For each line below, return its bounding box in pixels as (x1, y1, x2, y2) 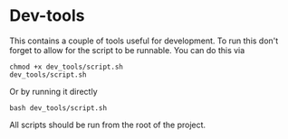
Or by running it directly (9, 86, 98, 97)
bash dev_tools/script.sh (9, 103, 107, 113)
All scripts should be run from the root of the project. (9, 119, 206, 130)
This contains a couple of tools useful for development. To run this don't (9, 35, 279, 46)
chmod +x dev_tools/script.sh (9, 62, 124, 71)
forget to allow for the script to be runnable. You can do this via (9, 44, 245, 55)
